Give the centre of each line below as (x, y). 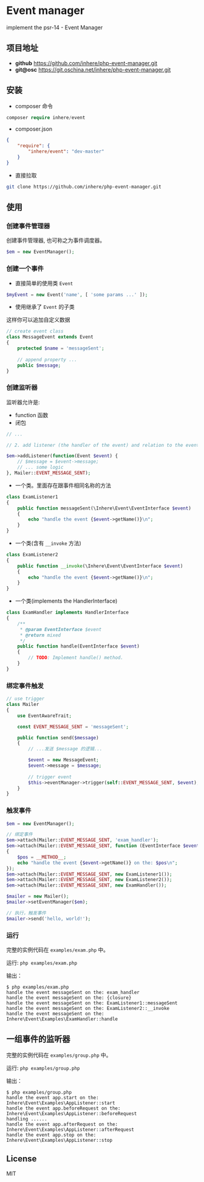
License (22, 1159)
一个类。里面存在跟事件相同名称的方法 (63, 485)
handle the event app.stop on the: (51, 1135)
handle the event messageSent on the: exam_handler (73, 992)
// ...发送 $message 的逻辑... (65, 749)
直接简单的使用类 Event (44, 283)
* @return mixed (40, 635)
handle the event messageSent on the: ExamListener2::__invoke (88, 1008)
